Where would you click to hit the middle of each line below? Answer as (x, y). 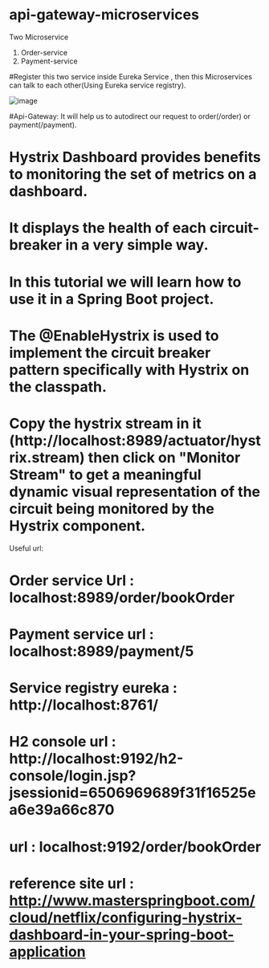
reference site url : (72, 883)
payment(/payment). (43, 124)
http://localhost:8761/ (84, 705)
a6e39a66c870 (62, 810)
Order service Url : (72, 580)
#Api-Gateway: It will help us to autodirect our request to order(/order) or (130, 116)
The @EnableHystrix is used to (114, 336)
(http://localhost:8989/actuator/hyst (135, 440)
